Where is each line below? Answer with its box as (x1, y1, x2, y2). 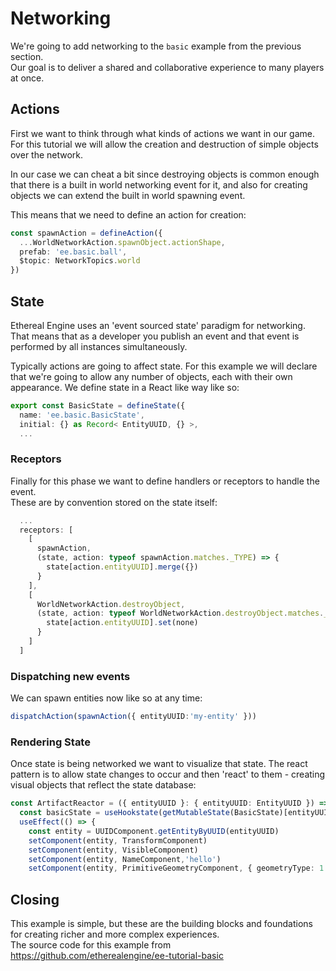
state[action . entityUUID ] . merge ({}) (46, 562, 199, 572)
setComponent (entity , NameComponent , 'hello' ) (28, 854, 222, 864)
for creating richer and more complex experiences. (10, 928, 220, 941)
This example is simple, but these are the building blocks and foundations (10, 918, 313, 930)
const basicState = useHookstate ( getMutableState (19, 808, 230, 818)
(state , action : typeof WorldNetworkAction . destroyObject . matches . (36, 608, 325, 619)
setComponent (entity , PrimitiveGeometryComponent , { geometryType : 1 (28, 863, 325, 874)
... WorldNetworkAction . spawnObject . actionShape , (19, 237, 226, 247)
